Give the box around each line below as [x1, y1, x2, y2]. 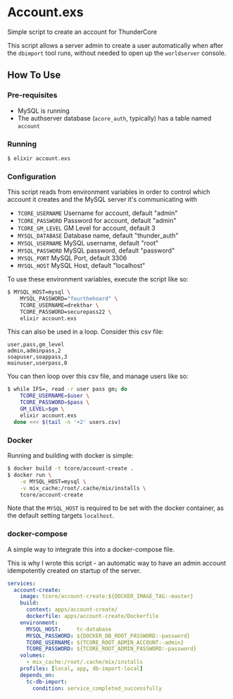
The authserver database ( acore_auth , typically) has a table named [17, 114, 212, 122]
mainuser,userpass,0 [7, 360, 68, 367]
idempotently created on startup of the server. [7, 566, 141, 575]
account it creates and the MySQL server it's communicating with [7, 195, 197, 204]
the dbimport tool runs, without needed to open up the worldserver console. [7, 49, 227, 57]
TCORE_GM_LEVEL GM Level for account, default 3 [17, 224, 156, 233]
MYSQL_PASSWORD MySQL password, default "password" [17, 246, 175, 255]
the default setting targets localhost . [7, 511, 115, 520]
